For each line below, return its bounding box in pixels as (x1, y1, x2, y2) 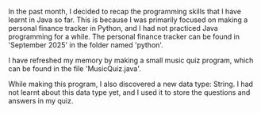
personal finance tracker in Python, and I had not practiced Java (8, 24, 218, 32)
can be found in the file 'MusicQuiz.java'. (8, 64, 141, 73)
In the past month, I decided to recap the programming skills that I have (8, 7, 242, 16)
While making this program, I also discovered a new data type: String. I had (8, 79, 254, 89)
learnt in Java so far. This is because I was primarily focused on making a (8, 15, 248, 24)
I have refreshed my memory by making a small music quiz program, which (8, 55, 254, 65)
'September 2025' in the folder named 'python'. (8, 40, 164, 50)
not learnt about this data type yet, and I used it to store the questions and (8, 88, 251, 97)
